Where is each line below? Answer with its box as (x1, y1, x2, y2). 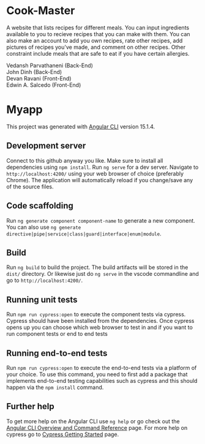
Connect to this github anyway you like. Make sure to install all (6, 157, 163, 164)
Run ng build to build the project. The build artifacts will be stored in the (6, 264, 188, 271)
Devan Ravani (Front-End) (6, 75, 72, 82)
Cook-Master (6, 4, 75, 18)
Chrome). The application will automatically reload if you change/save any (6, 176, 193, 183)
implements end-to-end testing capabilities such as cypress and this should (6, 377, 198, 384)
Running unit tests (6, 294, 78, 305)
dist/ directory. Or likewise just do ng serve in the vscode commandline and (6, 270, 199, 278)
